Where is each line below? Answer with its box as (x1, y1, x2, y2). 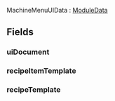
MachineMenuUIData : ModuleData (6, 6, 108, 14)
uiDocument (6, 47, 50, 57)
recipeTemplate (6, 85, 61, 95)
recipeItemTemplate (6, 66, 76, 76)
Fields (6, 26, 34, 38)
